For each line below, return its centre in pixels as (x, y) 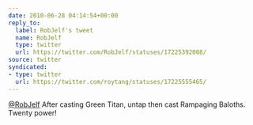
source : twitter (35, 60)
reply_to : (25, 23)
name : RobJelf (38, 38)
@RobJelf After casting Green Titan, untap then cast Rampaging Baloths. (127, 104)
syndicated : (28, 67)
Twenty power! (32, 112)
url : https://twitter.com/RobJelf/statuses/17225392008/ (111, 52)
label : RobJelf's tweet (54, 30)
